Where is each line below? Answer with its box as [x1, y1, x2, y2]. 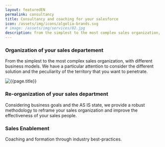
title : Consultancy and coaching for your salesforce [5, 16, 119, 21]
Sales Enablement [5, 125, 50, 132]
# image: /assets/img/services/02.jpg [5, 26, 85, 31]
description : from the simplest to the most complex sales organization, [5, 30, 161, 35]
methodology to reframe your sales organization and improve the [5, 107, 138, 113]
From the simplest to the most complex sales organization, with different [5, 58, 153, 64]
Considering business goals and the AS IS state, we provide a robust [5, 102, 145, 108]
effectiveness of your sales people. [5, 112, 77, 118]
